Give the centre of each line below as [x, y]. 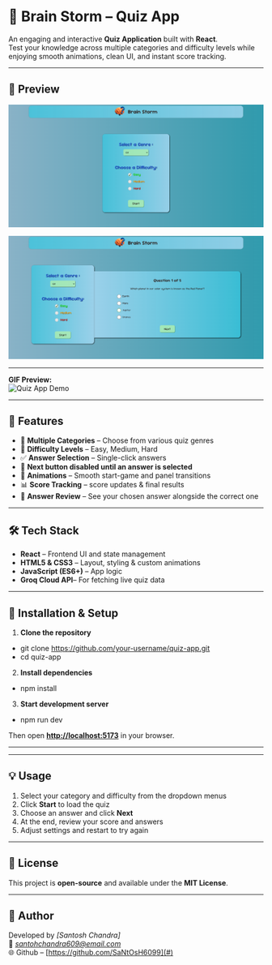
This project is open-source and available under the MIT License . [118, 882]
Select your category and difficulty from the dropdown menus [123, 796]
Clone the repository [55, 633]
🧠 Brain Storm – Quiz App [94, 17]
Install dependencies [56, 672]
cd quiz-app [40, 657]
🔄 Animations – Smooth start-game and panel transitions [115, 476]
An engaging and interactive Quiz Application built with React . [113, 39]
